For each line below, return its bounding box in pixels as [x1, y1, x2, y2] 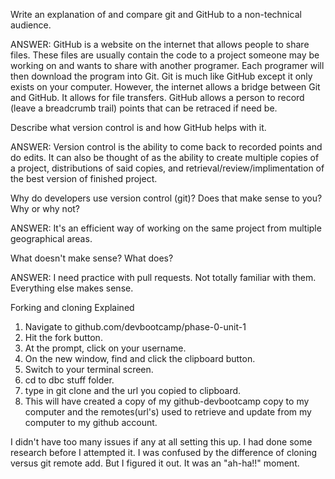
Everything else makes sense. [10, 282, 134, 294]
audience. [10, 19, 52, 31]
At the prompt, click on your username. [24, 342, 187, 354]
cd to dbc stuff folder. [24, 374, 115, 386]
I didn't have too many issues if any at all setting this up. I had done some [10, 436, 313, 448]
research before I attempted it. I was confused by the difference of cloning [10, 447, 318, 458]
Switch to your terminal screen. [24, 364, 154, 375]
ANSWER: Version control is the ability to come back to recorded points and [10, 141, 323, 153]
